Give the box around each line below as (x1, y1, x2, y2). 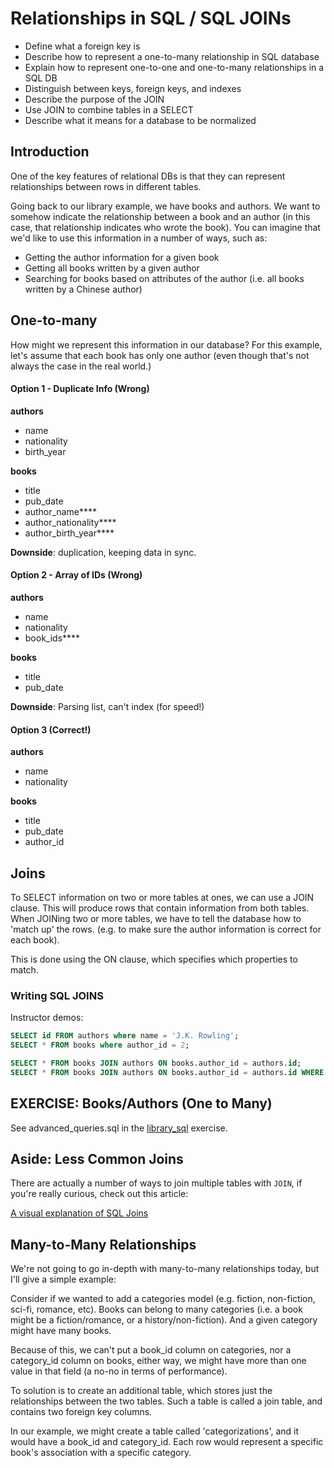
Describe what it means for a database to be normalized (24, 114, 257, 126)
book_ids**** (24, 632, 81, 644)
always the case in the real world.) (10, 360, 152, 372)
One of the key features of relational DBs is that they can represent (10, 170, 286, 182)
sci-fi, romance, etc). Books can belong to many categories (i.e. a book (10, 1303, 303, 1316)
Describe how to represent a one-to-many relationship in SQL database (24, 50, 320, 62)
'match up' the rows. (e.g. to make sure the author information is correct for (10, 923, 322, 935)
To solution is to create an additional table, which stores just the (10, 1385, 273, 1397)
